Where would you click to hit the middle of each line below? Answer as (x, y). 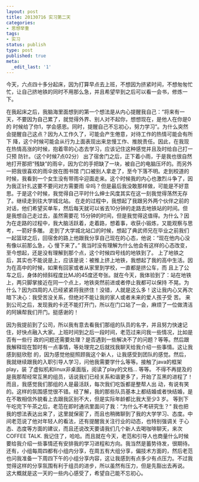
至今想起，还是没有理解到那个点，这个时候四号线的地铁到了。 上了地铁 (92, 253)
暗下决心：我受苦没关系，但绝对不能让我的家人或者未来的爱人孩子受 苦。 (95, 297)
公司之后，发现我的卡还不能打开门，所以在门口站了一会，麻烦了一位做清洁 (102, 305)
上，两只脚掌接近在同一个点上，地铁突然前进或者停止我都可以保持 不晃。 (95, 283)
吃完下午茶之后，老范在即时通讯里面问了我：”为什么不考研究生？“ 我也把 (100, 407)
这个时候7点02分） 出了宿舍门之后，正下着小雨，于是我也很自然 (114, 156)
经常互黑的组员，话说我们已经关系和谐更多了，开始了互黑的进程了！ (110, 377)
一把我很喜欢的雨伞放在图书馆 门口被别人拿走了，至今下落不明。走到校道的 (98, 171)
